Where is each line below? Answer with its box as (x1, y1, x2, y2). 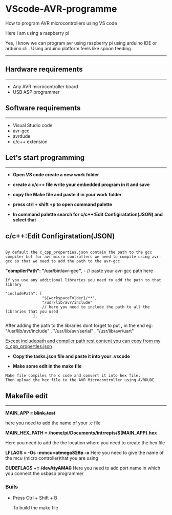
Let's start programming (5, 153, 85, 162)
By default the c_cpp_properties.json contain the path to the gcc (5, 250, 153, 255)
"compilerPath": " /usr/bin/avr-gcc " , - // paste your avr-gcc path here (5, 267, 154, 274)
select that (12, 217, 36, 223)
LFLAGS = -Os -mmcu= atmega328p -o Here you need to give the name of (5, 449, 164, 456)
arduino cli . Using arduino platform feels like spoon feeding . (5, 45, 134, 51)
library (5, 282, 22, 287)
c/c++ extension (12, 138, 48, 145)
